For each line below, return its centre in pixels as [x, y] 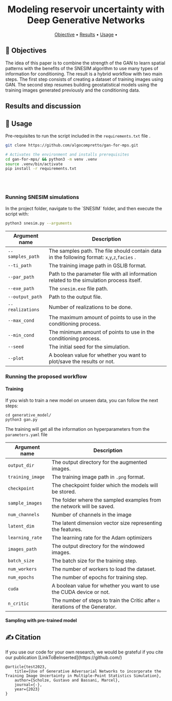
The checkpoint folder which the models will [105, 485]
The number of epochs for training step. [99, 577]
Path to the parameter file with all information [103, 274]
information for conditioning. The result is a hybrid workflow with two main [84, 74]
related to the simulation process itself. [95, 280]
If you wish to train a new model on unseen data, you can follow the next [82, 400]
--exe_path [21, 288]
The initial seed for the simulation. [89, 346]
